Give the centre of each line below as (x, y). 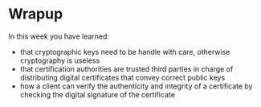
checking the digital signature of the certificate (97, 94)
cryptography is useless (60, 60)
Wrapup (36, 14)
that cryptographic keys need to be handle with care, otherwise (125, 51)
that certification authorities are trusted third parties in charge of (126, 68)
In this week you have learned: (59, 36)
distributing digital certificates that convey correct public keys (122, 77)
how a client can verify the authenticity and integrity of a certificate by (136, 86)
